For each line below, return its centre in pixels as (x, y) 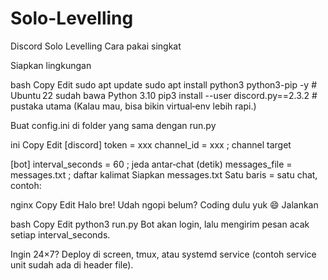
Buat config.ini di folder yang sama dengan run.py (113, 125)
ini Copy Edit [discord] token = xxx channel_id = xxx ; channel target (151, 144)
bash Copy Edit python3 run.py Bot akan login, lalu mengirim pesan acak (160, 224)
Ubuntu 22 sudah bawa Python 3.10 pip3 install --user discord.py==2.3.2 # (164, 95)
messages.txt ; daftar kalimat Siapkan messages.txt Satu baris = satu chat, (164, 174)
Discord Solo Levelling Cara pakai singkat (96, 46)
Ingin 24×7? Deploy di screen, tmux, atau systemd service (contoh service (163, 254)
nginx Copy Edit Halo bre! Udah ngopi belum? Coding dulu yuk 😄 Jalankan (164, 204)
